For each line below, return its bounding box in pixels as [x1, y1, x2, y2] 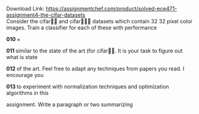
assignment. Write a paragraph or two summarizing [6, 101, 133, 108]
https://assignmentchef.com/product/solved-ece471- [46, 5, 177, 12]
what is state [6, 54, 38, 60]
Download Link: [6, 5, 45, 12]
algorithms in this [6, 90, 49, 96]
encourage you [6, 72, 44, 78]
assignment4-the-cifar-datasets [6, 11, 86, 19]
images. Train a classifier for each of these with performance [6, 24, 157, 31]
